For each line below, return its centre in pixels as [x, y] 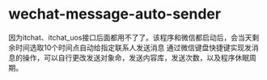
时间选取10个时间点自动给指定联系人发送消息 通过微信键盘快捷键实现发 [133, 47]
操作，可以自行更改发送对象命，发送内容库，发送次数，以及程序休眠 [136, 57]
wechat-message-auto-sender [114, 14]
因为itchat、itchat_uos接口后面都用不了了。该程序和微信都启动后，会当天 [130, 37]
